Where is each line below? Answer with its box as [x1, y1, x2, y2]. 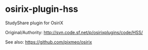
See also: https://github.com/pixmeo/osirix [5, 39, 93, 45]
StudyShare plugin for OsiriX [5, 20, 63, 26]
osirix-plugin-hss [5, 3, 78, 15]
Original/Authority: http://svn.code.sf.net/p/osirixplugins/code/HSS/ [5, 29, 143, 35]
